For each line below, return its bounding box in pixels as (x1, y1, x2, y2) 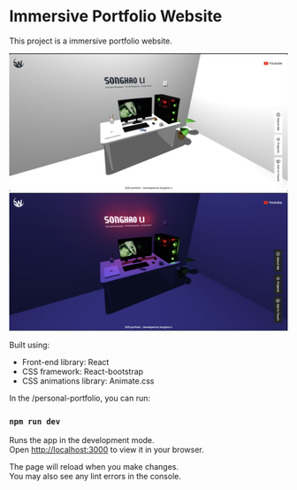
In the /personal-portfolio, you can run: (9, 393, 150, 404)
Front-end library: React (21, 357, 110, 368)
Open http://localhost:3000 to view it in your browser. (9, 445, 205, 455)
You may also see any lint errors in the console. (9, 471, 181, 482)
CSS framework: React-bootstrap (21, 366, 144, 377)
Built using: (9, 339, 50, 351)
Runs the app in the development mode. (9, 435, 155, 446)
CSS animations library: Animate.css (21, 376, 155, 386)
